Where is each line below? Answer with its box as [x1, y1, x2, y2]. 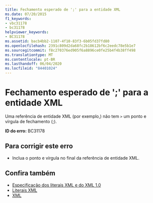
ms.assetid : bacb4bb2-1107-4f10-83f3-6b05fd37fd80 [5, 39, 110, 44]
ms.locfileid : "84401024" [5, 66, 57, 71]
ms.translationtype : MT [5, 52, 53, 57]
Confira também [5, 169, 56, 178]
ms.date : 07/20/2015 [5, 12, 47, 17]
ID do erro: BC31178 [5, 128, 45, 134]
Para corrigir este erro [5, 142, 73, 150]
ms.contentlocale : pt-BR [5, 57, 55, 62]
